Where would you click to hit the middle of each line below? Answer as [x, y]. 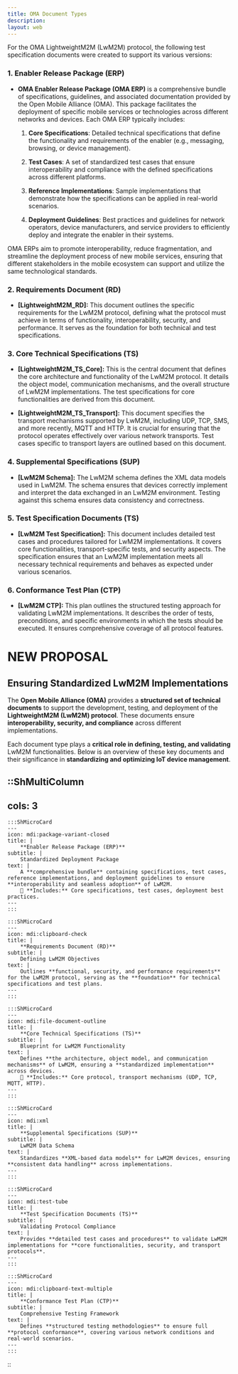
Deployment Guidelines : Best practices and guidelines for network [126, 219]
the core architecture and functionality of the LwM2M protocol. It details [123, 377]
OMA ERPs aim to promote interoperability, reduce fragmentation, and [110, 248]
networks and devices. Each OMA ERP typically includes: [101, 119]
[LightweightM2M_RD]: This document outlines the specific [106, 305]
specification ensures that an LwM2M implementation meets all [110, 556]
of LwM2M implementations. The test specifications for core [106, 392]
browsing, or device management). [80, 148]
